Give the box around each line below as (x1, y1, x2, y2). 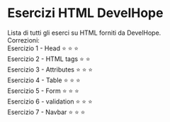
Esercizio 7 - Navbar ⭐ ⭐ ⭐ (7, 108, 86, 116)
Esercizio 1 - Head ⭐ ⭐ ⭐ (7, 44, 79, 52)
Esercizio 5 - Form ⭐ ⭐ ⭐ (7, 87, 79, 95)
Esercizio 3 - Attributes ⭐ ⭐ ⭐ (7, 65, 93, 74)
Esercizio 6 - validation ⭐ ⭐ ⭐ (7, 97, 93, 106)
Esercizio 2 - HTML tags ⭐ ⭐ (7, 55, 91, 63)
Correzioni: (7, 35, 40, 44)
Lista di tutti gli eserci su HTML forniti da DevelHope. (7, 28, 161, 37)
